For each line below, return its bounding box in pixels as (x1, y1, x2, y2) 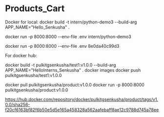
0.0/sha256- (5, 101, 30, 107)
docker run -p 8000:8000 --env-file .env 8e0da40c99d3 (5, 43, 120, 49)
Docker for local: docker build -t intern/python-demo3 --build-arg (5, 19, 137, 25)
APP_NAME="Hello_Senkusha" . (5, 24, 70, 30)
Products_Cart (5, 3, 65, 14)
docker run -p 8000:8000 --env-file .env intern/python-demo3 (5, 34, 132, 39)
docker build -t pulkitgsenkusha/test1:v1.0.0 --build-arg (5, 62, 116, 68)
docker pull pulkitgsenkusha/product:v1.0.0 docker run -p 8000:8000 (5, 81, 145, 88)
